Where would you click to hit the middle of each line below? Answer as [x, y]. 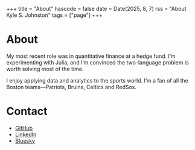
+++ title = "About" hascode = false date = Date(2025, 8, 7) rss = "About [96, 9]
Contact [27, 111]
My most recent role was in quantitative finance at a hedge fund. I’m [91, 56]
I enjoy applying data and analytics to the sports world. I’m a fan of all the [97, 80]
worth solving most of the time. [45, 69]
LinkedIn [26, 134]
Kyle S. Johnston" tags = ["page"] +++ [54, 15]
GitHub [24, 128]
